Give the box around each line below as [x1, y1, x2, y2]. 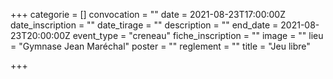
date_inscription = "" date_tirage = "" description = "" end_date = [10, 19, 279, 31]
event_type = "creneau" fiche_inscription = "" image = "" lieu [72, 30, 324, 41]
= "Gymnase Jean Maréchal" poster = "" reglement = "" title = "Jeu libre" [10, 40, 311, 52]
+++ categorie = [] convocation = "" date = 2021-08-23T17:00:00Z [10, 9, 287, 20]
